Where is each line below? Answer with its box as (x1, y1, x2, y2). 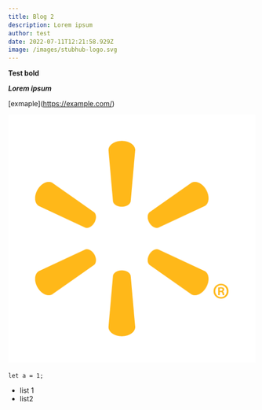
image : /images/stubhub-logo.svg (8, 46, 118, 54)
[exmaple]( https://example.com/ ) (8, 99, 115, 109)
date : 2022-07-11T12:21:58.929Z (8, 38, 114, 46)
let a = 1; (8, 372, 44, 380)
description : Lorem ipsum (8, 20, 93, 29)
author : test (8, 29, 51, 37)
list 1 (19, 386, 35, 395)
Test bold (8, 68, 39, 78)
